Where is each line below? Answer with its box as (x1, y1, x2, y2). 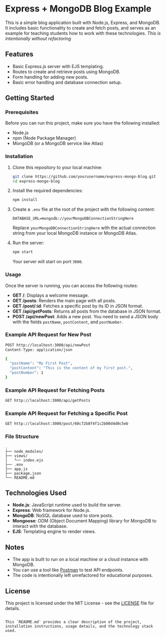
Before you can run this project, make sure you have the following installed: (5, 120, 160, 126)
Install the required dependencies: (12, 188, 83, 194)
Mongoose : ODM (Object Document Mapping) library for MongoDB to (12, 518, 156, 524)
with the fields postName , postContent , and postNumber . (12, 319, 123, 325)
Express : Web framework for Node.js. (12, 507, 91, 513)
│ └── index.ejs (5, 457, 43, 463)
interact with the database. (12, 523, 68, 529)
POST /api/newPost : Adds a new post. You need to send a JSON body (12, 313, 158, 319)
